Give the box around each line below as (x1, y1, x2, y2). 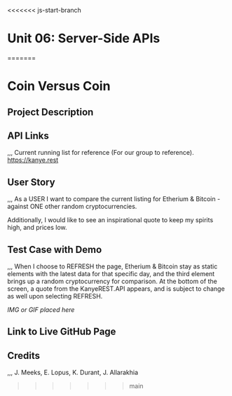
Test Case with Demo (7, 243, 102, 255)
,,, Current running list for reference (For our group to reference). (7, 149, 194, 157)
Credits (7, 350, 41, 362)
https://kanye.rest (7, 156, 59, 164)
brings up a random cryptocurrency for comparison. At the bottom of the (7, 277, 217, 285)
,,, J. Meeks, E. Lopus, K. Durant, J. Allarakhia (7, 368, 139, 377)
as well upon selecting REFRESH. (7, 292, 103, 300)
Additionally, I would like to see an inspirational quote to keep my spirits (7, 216, 214, 224)
